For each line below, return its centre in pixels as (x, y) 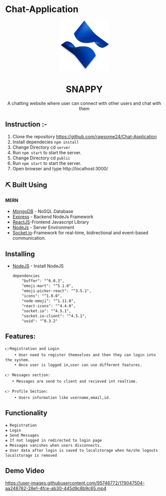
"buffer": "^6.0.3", (43, 281)
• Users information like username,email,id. (63, 398)
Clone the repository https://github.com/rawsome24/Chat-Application (85, 136)
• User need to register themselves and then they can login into (85, 355)
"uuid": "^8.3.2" (40, 321)
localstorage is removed (31, 455)
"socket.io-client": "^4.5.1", (54, 316)
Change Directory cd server (41, 147)
